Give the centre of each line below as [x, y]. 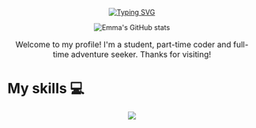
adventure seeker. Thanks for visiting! [141, 54]
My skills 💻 [46, 89]
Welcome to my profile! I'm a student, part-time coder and [123, 45]
